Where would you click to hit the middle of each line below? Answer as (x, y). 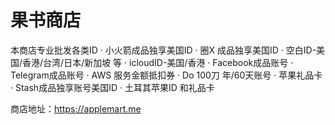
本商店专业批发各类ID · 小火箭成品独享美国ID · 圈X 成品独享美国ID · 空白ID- (163, 50)
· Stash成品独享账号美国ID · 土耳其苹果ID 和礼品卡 (112, 87)
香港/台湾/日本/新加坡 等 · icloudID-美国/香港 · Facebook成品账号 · (158, 62)
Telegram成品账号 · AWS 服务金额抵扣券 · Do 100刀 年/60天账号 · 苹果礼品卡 (166, 75)
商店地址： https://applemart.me (76, 108)
